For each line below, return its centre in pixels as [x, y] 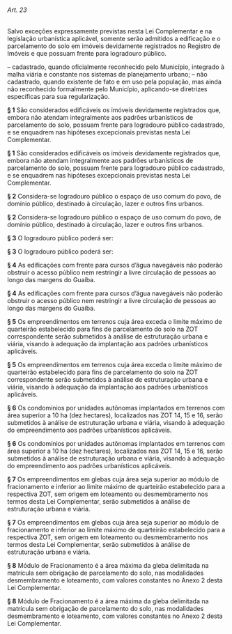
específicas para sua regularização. [59, 97]
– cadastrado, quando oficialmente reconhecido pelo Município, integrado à [116, 67]
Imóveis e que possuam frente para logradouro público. [87, 54]
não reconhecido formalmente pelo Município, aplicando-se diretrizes [107, 89]
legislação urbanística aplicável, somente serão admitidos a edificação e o [114, 39]
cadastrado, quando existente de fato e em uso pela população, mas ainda [114, 82]
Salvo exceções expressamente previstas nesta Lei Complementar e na [110, 31]
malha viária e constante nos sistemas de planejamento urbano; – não [107, 75]
